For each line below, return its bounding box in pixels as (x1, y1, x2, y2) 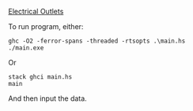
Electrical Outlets (8, 7, 64, 16)
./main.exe (8, 44, 44, 52)
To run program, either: (8, 22, 84, 31)
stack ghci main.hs (8, 73, 73, 81)
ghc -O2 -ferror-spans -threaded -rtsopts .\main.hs (8, 37, 186, 45)
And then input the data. (8, 94, 87, 103)
